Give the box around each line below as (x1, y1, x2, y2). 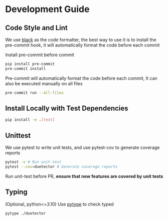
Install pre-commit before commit (5, 52, 74, 58)
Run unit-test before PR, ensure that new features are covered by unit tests (5, 173, 163, 179)
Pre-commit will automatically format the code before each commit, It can (5, 75, 158, 81)
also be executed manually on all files (5, 80, 83, 86)
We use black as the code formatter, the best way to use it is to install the (5, 37, 156, 43)
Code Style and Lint (5, 24, 68, 32)
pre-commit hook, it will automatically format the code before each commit (5, 42, 160, 48)
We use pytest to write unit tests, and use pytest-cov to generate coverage (5, 144, 160, 151)
